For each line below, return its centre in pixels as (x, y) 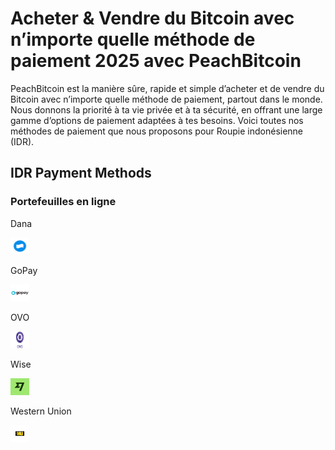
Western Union (41, 411)
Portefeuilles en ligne (63, 202)
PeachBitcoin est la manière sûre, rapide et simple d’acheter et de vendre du (167, 88)
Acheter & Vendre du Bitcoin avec (152, 18)
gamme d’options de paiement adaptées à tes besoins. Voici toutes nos (157, 120)
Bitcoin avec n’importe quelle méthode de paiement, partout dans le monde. (166, 99)
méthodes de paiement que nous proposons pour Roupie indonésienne (157, 131)
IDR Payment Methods (81, 173)
